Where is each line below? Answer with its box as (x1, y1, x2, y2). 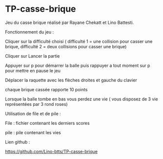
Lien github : (5, 139, 30, 145)
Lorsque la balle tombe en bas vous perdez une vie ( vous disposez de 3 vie (5, 96, 158, 102)
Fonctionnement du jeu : (5, 29, 54, 35)
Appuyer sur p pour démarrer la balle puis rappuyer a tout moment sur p (5, 62, 150, 68)
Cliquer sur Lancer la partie (5, 53, 60, 59)
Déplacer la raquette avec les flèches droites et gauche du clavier (5, 77, 138, 83)
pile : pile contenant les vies (5, 129, 61, 135)
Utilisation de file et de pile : (5, 111, 61, 117)
